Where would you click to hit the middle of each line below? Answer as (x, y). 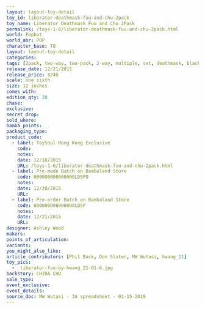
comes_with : (21, 92)
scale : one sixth (28, 80)
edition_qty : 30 (27, 97)
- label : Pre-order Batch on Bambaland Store (71, 199)
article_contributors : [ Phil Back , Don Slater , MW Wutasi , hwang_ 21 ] (97, 257)
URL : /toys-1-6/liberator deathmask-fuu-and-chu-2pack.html (95, 166)
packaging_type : (27, 132)
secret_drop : (23, 114)
